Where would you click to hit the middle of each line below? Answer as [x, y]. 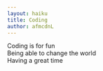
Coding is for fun [31, 46]
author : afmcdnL [30, 26]
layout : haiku [28, 13]
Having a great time [35, 61]
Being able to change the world [52, 53]
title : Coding [28, 20]
